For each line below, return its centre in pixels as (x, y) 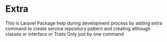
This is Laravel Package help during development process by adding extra (84, 23)
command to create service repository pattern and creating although (78, 28)
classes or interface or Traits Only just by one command (65, 34)
